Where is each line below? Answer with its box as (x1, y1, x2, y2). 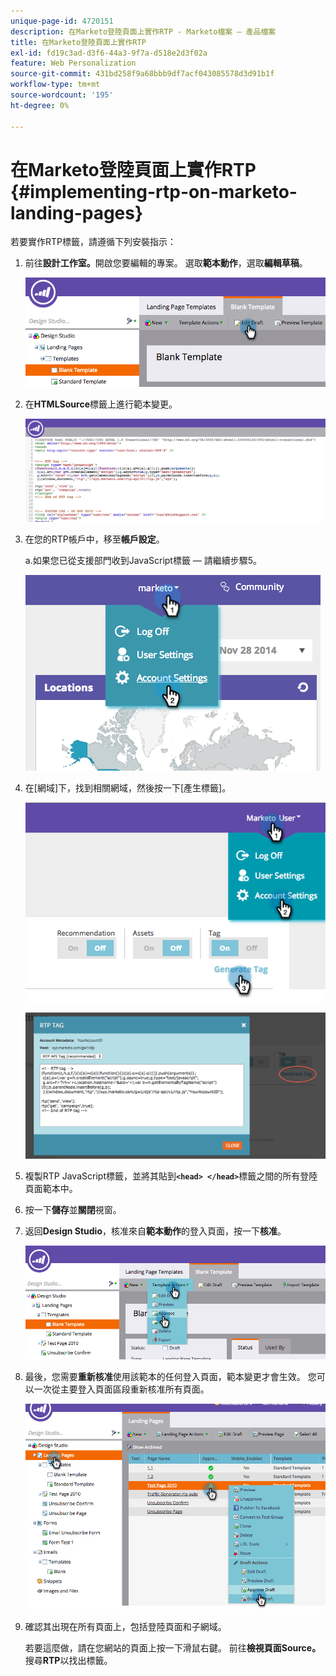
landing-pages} (10, 201, 144, 224)
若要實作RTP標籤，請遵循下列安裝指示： (10, 236, 177, 248)
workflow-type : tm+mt (10, 80, 101, 90)
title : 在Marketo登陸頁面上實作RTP (10, 37, 147, 47)
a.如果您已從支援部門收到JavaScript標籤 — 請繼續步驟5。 (24, 555, 263, 567)
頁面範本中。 (24, 1182, 78, 1194)
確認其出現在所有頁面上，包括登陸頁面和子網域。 (24, 1620, 227, 1632)
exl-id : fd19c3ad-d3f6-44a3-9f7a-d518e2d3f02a (10, 48, 208, 58)
